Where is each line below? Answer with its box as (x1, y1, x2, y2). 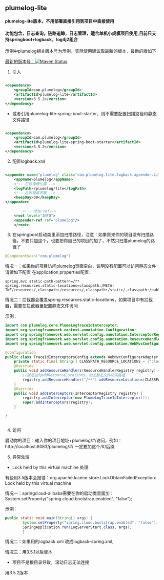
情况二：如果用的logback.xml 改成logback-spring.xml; (5, 538, 114, 544)
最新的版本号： (5, 59, 35, 64)
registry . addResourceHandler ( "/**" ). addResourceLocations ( (22, 377, 145, 382)
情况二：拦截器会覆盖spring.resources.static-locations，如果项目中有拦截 (5, 297, 153, 302)
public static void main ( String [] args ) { (5, 516, 93, 520)
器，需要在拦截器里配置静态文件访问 (5, 303, 78, 309)
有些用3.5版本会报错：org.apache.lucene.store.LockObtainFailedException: (5, 474, 157, 480)
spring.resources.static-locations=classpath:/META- (5, 283, 115, 288)
